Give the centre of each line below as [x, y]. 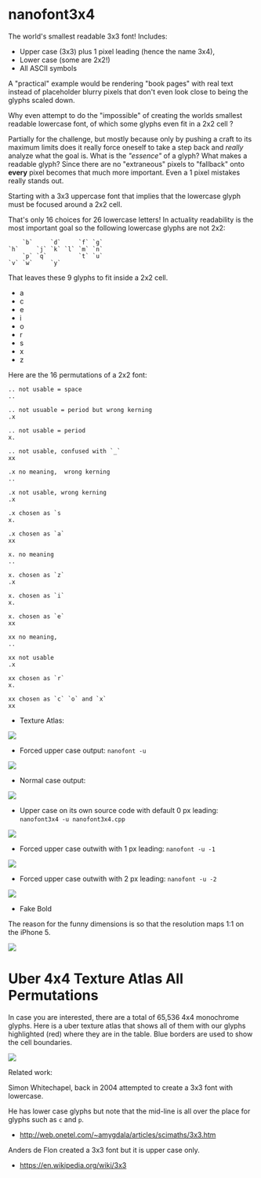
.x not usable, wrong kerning [58, 492]
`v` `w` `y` [34, 263]
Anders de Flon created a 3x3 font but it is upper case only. [104, 1150]
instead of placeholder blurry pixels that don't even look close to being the [128, 91]
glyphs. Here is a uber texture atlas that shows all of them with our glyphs [127, 1025]
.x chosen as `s [34, 513]
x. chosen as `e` [36, 616]
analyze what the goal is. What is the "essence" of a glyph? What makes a [128, 156]
